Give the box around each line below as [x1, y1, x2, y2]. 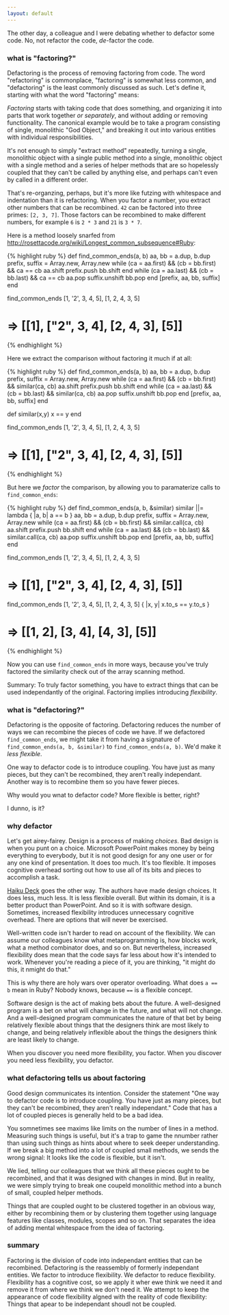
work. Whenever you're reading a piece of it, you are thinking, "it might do [7, 958, 216, 967]
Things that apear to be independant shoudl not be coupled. [7, 1300, 176, 1308]
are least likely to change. [7, 1036, 79, 1044]
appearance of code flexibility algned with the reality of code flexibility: [7, 1292, 207, 1301]
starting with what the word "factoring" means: [7, 91, 139, 99]
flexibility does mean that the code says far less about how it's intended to [7, 951, 217, 959]
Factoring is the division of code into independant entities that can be [7, 1256, 203, 1264]
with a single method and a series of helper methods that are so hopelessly [7, 160, 219, 169]
